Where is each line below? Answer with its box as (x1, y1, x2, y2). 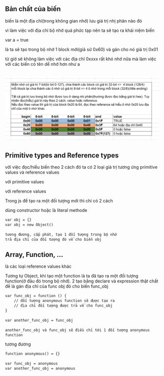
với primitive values (5, 179, 44, 185)
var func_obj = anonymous (5, 361, 58, 366)
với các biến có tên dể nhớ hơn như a (5, 61, 80, 67)
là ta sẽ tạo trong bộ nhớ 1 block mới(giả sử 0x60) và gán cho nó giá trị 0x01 (5, 46, 158, 52)
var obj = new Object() (5, 223, 54, 227)
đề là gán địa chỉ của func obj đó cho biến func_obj (5, 283, 109, 289)
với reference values (5, 188, 47, 194)
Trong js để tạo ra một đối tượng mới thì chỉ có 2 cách (5, 198, 113, 204)
